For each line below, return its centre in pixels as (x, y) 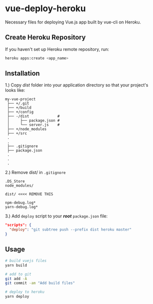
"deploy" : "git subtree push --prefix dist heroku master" (71, 230)
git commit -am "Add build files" (40, 283)
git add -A (16, 279)
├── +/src (17, 133)
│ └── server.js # (33, 125)
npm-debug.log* (20, 203)
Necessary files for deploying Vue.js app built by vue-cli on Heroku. (73, 22)
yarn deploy (17, 297)
